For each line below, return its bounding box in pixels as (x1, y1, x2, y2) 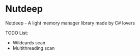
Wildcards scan (12, 39, 46, 46)
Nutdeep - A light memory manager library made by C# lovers (5, 20, 135, 26)
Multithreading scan (12, 45, 55, 51)
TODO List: (5, 30, 29, 36)
